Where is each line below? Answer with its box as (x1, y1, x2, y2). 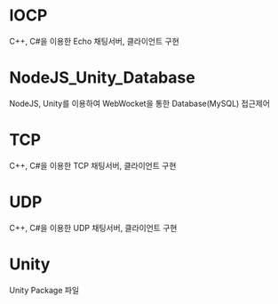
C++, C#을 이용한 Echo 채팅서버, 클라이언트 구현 (9, 36, 179, 46)
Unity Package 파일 (9, 284, 80, 295)
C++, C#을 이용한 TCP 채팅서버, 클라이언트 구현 (9, 160, 177, 171)
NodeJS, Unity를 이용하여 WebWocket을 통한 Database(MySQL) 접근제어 (9, 98, 271, 108)
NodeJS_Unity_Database (9, 68, 195, 88)
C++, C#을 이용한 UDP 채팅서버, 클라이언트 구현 (9, 222, 178, 233)
